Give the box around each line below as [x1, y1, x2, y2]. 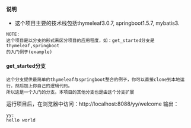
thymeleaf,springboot [6, 43, 60, 49]
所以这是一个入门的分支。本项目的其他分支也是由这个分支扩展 [6, 89, 135, 96]
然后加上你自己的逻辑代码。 [14, 83, 73, 89]
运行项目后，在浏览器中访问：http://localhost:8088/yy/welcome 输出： [6, 100, 179, 107]
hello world [6, 117, 36, 123]
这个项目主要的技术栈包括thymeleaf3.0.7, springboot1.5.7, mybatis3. [14, 19, 180, 27]
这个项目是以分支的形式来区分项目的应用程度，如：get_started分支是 [6, 38, 155, 44]
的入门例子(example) [6, 49, 52, 55]
